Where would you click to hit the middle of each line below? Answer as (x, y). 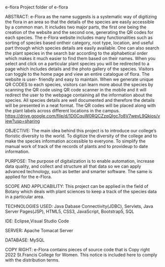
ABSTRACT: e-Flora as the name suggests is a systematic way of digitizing (81, 16)
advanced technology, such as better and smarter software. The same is (79, 171)
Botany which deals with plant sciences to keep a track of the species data (81, 192)
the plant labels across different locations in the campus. (63, 111)
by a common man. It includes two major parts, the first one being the (76, 27)
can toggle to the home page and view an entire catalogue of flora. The (77, 74)
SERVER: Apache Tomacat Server (39, 230)
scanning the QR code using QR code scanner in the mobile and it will (76, 90)
